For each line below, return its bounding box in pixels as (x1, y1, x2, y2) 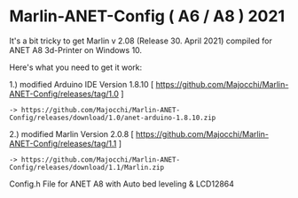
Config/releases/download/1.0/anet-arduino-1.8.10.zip (9, 113, 216, 122)
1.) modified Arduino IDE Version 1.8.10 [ (9, 79, 154, 89)
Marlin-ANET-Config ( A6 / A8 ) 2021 (9, 6, 286, 27)
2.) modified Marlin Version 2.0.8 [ (9, 128, 135, 139)
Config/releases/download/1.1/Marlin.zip (9, 163, 165, 171)
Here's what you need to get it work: (9, 62, 143, 72)
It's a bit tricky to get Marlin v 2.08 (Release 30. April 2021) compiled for (9, 35, 273, 46)
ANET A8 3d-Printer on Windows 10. (9, 44, 143, 55)
